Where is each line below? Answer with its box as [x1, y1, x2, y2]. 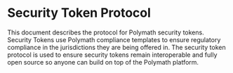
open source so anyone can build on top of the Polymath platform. [7, 58, 199, 66]
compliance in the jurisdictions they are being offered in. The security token [7, 43, 226, 51]
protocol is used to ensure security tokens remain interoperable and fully [7, 51, 218, 59]
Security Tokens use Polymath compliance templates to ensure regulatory [7, 35, 221, 44]
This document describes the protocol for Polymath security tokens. [7, 28, 205, 36]
